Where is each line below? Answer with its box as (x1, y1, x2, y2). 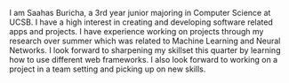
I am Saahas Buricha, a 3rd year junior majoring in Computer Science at (9, 8, 271, 18)
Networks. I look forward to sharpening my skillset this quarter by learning (9, 45, 281, 56)
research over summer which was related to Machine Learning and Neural (9, 35, 281, 46)
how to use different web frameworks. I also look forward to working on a (9, 55, 278, 64)
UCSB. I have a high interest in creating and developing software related (9, 17, 274, 27)
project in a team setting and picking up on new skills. (9, 64, 206, 74)
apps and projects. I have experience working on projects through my (9, 26, 264, 36)
